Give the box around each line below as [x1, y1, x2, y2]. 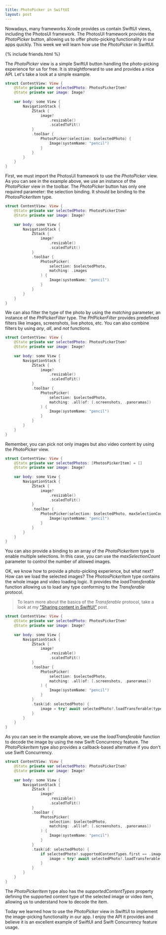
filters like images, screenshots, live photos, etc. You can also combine [5, 320, 149, 326]
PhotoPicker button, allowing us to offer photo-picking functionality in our [5, 36, 155, 42]
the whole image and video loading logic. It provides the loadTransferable [5, 579, 156, 585]
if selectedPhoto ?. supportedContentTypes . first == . [40, 852, 152, 857]
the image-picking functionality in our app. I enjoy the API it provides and [5, 914, 154, 920]
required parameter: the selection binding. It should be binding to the [5, 189, 145, 195]
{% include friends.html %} [5, 51, 61, 57]
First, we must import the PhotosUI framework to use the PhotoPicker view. [5, 173, 158, 179]
